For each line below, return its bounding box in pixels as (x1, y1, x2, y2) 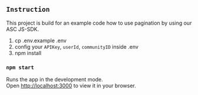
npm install (14, 49, 42, 56)
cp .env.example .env (14, 37, 67, 44)
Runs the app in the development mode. (6, 76, 103, 83)
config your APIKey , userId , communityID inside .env (14, 43, 138, 50)
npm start (6, 64, 34, 70)
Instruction (6, 5, 50, 14)
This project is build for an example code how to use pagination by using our (6, 19, 192, 26)
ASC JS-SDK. (6, 25, 39, 32)
